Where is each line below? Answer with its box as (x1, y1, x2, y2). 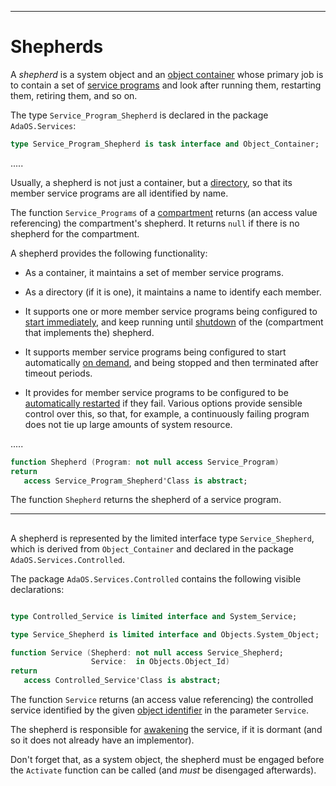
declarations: (10, 583, 65, 595)
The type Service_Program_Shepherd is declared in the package (10, 109, 269, 121)
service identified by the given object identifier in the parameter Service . (10, 704, 310, 716)
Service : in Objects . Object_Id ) (90, 657, 230, 667)
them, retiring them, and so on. (10, 89, 138, 101)
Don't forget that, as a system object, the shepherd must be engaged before (10, 754, 325, 766)
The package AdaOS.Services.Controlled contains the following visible (10, 572, 302, 585)
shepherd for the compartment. (10, 227, 140, 240)
